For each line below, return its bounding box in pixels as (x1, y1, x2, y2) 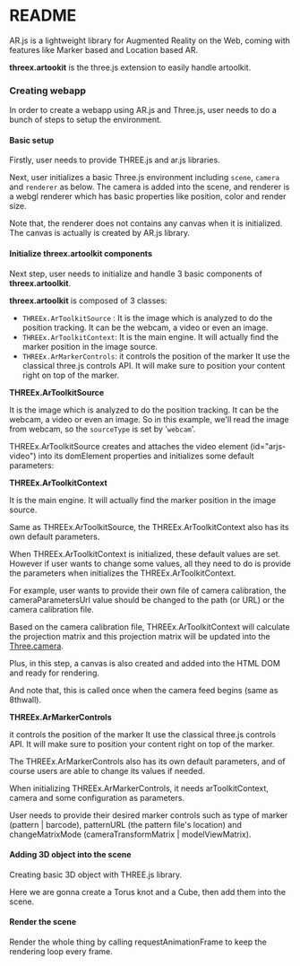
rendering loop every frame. (9, 946, 114, 957)
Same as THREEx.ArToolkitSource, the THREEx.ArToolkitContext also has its (9, 521, 289, 532)
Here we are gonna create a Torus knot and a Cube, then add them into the (9, 886, 287, 897)
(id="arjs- (250, 440, 287, 451)
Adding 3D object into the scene (9, 849, 132, 860)
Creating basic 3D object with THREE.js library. (9, 869, 183, 880)
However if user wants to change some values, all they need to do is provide (9, 558, 291, 569)
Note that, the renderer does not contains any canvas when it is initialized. (9, 218, 283, 229)
